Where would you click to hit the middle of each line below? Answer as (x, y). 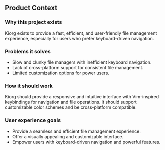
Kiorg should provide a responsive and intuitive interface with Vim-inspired (82, 97)
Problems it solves (28, 51)
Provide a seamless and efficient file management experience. (76, 131)
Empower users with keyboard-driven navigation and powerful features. (86, 142)
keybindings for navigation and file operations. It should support (71, 102)
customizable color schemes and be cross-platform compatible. (71, 107)
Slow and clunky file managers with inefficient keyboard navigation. (82, 62)
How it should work (29, 86)
